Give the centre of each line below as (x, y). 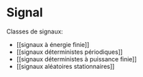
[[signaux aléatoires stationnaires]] (65, 66)
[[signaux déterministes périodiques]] (69, 52)
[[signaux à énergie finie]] (53, 44)
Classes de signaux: (35, 31)
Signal (25, 13)
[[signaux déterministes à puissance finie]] (77, 59)
